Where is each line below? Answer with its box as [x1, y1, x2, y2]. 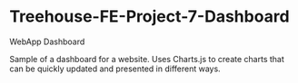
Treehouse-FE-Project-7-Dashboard [9, 6, 290, 27]
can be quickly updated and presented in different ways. [9, 63, 221, 74]
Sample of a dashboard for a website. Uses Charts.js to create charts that [9, 53, 284, 64]
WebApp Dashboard [9, 36, 85, 47]
